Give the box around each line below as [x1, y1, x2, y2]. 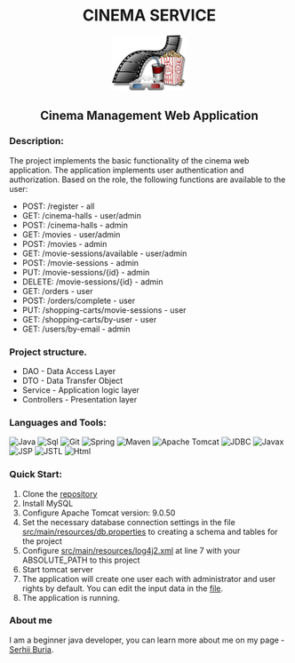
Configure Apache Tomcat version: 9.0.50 [21, 507, 176, 518]
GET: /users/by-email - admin [21, 324, 131, 334]
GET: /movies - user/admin [21, 228, 121, 240]
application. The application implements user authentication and [9, 164, 244, 175]
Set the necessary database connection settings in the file [21, 516, 235, 527]
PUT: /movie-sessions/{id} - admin [21, 267, 150, 277]
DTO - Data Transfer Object [21, 375, 124, 386]
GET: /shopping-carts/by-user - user [21, 314, 157, 324]
